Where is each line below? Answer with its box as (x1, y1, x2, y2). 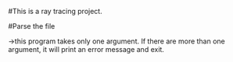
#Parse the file (8, 22, 56, 30)
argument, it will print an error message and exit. (8, 45, 164, 53)
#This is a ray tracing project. (8, 7, 103, 15)
